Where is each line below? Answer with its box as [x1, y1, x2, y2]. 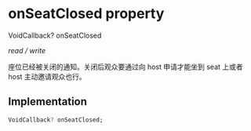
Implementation [8, 95, 88, 108]
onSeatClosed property [8, 5, 165, 23]
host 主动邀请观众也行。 [8, 71, 86, 81]
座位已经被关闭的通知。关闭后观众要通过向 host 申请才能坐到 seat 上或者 [8, 62, 243, 71]
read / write [8, 45, 45, 55]
